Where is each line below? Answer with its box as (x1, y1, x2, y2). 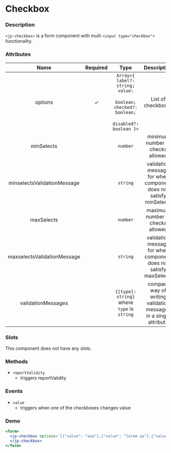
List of (151, 95, 166, 102)
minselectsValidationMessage (8, 179, 80, 186)
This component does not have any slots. (5, 345, 92, 351)
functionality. (5, 38, 33, 44)
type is (118, 305, 134, 312)
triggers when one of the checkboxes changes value (20, 405, 131, 411)
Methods (5, 358, 28, 365)
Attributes (5, 51, 31, 58)
